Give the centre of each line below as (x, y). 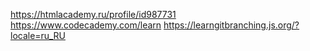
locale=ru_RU (38, 35)
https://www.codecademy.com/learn (86, 25)
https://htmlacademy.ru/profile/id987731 (93, 14)
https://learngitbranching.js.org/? (231, 25)
